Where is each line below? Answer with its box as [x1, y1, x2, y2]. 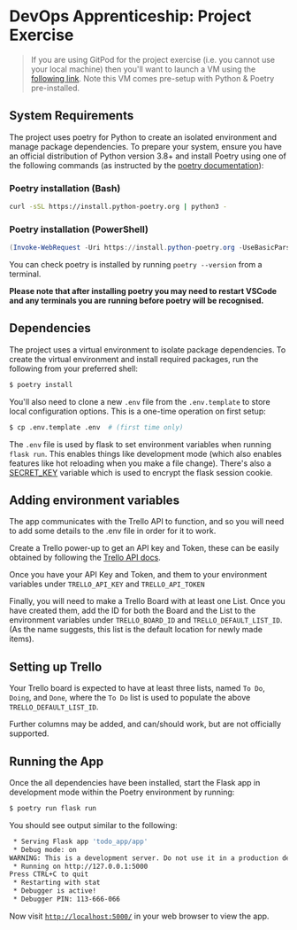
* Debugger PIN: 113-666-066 [12, 895, 121, 904]
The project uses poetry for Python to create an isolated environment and [9, 131, 277, 143]
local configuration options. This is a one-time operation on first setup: [9, 406, 267, 416]
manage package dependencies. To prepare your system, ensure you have [9, 141, 283, 151]
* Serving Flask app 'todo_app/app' [12, 837, 148, 846]
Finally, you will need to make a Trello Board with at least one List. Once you [9, 596, 286, 607]
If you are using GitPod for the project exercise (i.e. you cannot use [30, 54, 276, 65]
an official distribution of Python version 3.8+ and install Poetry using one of [9, 151, 287, 161]
